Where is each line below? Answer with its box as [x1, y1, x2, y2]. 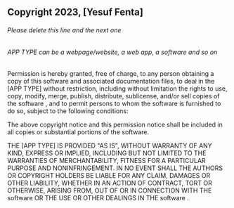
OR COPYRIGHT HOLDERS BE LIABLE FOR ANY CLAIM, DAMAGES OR [7, 171, 211, 180]
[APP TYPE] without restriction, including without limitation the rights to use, [7, 84, 228, 93]
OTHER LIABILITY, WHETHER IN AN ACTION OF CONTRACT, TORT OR [7, 179, 212, 188]
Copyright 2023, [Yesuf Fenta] [7, 6, 144, 18]
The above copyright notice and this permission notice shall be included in [7, 120, 223, 129]
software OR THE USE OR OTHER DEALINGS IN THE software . [7, 194, 190, 202]
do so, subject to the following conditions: [7, 107, 129, 115]
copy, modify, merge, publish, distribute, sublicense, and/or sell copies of [7, 92, 220, 100]
